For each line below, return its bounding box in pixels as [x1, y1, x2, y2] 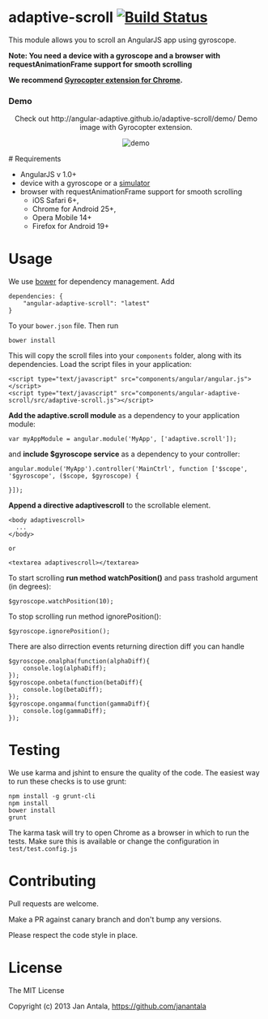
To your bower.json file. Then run [8, 321, 119, 330]
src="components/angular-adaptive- [120, 390, 241, 398]
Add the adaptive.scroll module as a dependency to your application [8, 411, 240, 421]
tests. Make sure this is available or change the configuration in [8, 836, 220, 846]
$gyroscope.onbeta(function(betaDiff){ [8, 679, 143, 687]
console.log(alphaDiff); [23, 664, 107, 673]
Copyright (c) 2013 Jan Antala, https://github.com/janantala [8, 1001, 206, 1011]
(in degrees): [8, 581, 51, 592]
